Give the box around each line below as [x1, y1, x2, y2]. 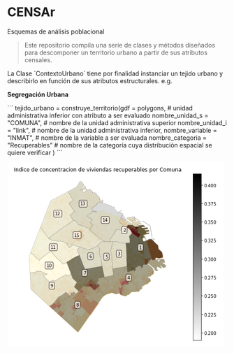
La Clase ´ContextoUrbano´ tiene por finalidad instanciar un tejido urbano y [7, 69, 224, 78]
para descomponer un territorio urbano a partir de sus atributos [24, 48, 208, 57]
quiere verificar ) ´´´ [7, 148, 63, 157]
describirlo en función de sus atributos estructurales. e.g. [7, 76, 173, 85]
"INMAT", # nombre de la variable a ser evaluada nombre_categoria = [7, 134, 207, 142]
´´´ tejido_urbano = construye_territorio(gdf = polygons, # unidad [7, 103, 193, 112]
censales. [24, 55, 52, 64]
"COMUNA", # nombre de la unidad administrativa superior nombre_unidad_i [7, 118, 227, 127]
